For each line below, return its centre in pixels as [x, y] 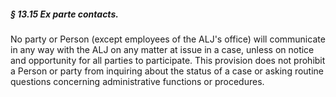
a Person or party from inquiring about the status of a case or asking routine [167, 71]
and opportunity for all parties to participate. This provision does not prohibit [168, 60]
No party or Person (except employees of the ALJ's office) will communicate [168, 39]
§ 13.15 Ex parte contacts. [64, 14]
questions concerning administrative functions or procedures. [137, 81]
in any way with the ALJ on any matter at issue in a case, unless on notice [162, 49]
